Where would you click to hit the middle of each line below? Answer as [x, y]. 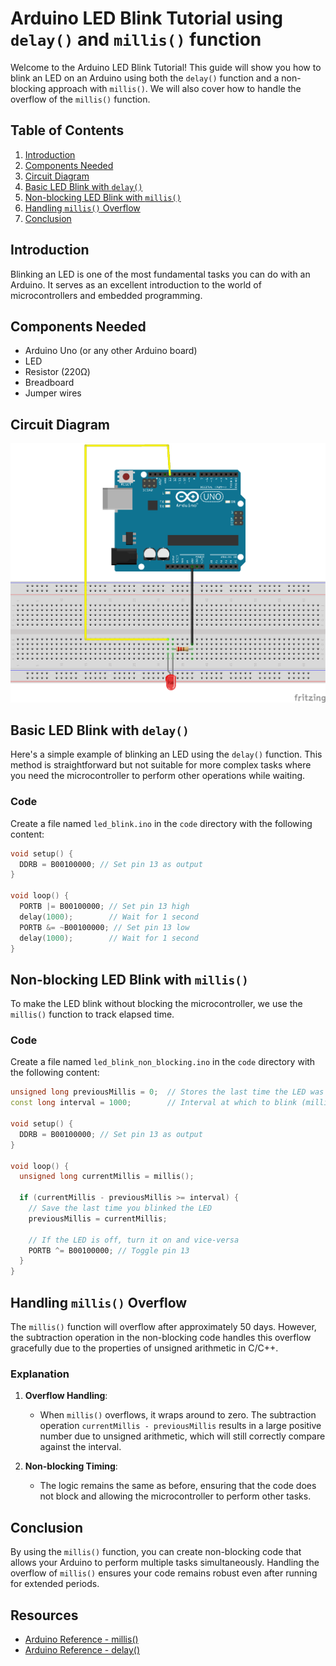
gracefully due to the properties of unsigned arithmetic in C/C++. [144, 1348]
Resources [44, 1615]
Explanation [40, 1374]
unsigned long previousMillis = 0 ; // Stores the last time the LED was [167, 1092]
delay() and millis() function [136, 39]
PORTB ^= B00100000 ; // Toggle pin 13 [109, 1250]
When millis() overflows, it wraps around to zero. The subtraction [178, 1415]
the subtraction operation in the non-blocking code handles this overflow [161, 1338]
